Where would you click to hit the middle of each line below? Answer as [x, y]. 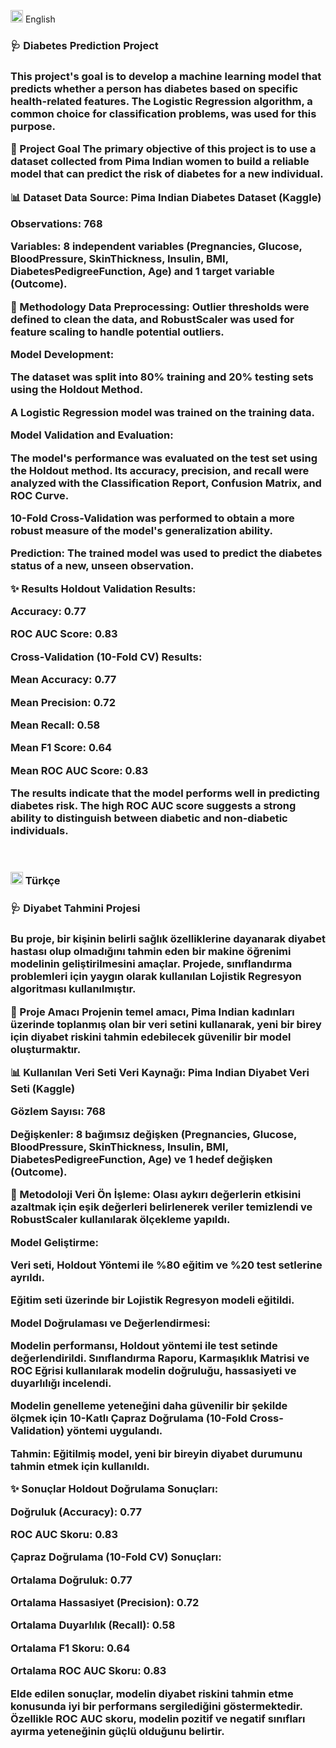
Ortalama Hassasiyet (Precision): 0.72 [105, 1603]
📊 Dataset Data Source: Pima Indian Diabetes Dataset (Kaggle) [166, 197]
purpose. [33, 126]
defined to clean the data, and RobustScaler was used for [152, 319]
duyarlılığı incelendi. [61, 1383]
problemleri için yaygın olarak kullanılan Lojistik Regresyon [156, 977]
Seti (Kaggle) [43, 1089]
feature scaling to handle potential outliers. [117, 332]
